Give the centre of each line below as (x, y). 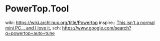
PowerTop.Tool (37, 9)
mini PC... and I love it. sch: (33, 27)
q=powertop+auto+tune (30, 33)
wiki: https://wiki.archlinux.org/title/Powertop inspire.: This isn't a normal (80, 22)
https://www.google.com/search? (97, 27)
